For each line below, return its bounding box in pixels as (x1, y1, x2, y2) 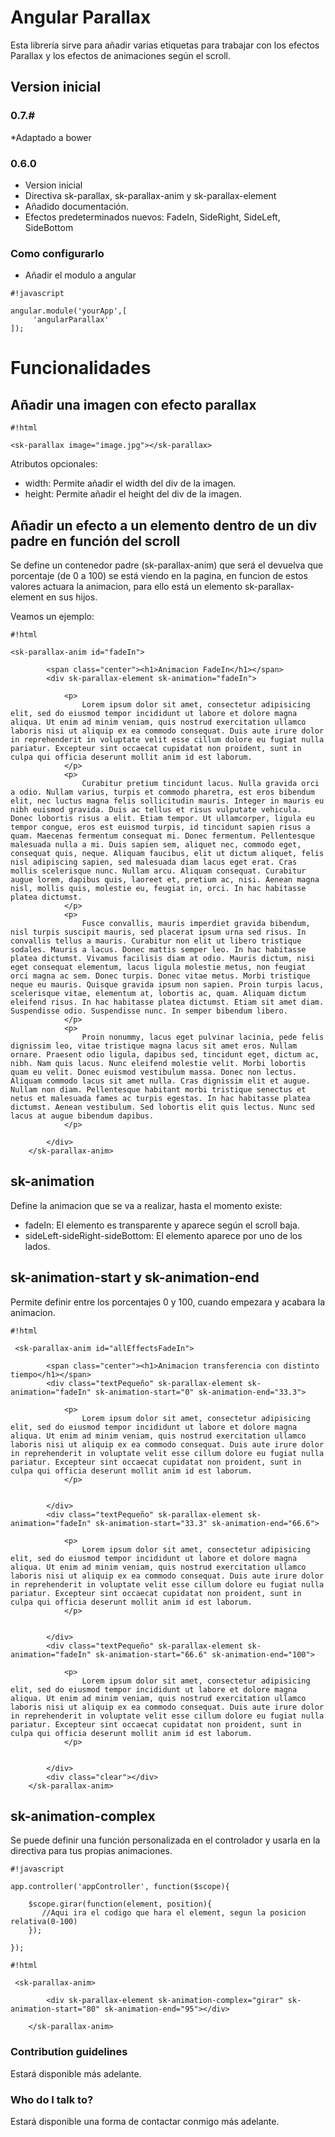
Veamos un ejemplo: (10, 611, 95, 623)
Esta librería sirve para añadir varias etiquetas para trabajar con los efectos (10, 39, 320, 51)
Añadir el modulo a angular (24, 269, 137, 281)
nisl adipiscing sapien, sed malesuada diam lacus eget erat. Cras (10, 857, 298, 868)
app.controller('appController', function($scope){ (10, 1882, 230, 1892)
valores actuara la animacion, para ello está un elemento (10, 581, 243, 593)
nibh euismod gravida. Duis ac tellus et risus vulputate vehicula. (10, 805, 302, 815)
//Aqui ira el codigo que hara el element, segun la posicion (41, 1908, 307, 1918)
